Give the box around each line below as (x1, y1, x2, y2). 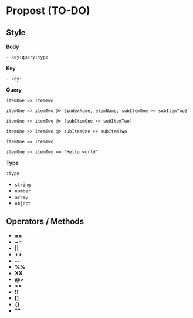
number (14, 188, 31, 194)
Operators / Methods (6, 216, 84, 226)
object (14, 201, 31, 207)
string (14, 182, 31, 188)
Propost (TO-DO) (6, 4, 90, 18)
